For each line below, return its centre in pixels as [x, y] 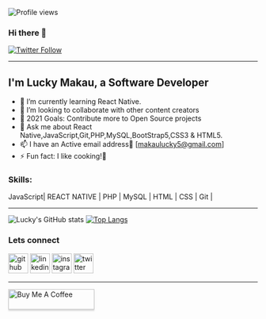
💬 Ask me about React [56, 127]
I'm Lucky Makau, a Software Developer [108, 82]
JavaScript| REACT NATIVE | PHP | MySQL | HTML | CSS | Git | [110, 197]
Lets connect [34, 240]
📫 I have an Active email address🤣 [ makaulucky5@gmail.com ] [122, 144]
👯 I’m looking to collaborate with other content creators [109, 110]
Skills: [21, 180]
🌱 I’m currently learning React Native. [80, 102]
